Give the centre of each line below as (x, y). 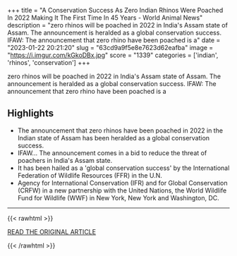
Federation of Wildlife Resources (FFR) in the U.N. (90, 175)
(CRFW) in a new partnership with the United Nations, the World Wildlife (122, 190)
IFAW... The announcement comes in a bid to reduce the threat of (112, 153)
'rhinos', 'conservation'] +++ (49, 62)
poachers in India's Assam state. (65, 160)
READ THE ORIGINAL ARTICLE (52, 231)
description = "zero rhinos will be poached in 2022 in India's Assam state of (117, 25)
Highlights (31, 113)
